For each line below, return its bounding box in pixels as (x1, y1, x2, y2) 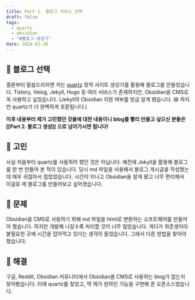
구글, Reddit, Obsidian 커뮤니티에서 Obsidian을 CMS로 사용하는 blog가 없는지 (6, 273, 186, 280)
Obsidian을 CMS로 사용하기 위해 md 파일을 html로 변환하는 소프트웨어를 (6, 216, 172, 223)
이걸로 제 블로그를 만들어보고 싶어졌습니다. (6, 180, 103, 187)
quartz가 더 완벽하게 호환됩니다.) (12, 103, 88, 110)
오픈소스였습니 (156, 281, 190, 288)
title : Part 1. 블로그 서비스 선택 (6, 8, 83, 15)
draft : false (6, 14, 38, 20)
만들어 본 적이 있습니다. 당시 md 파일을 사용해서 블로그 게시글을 (24, 165, 169, 173)
